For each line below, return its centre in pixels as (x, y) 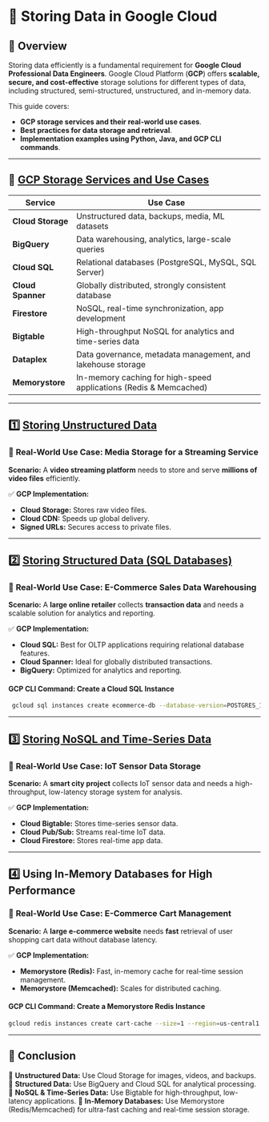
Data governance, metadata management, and (163, 354)
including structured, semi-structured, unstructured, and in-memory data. (130, 91)
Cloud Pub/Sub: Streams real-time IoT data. (92, 832)
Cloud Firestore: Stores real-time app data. (91, 840)
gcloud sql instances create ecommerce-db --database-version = (119, 706)
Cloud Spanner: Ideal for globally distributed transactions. (116, 662)
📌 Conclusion (42, 1056)
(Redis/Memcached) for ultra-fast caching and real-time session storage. (129, 1109)
